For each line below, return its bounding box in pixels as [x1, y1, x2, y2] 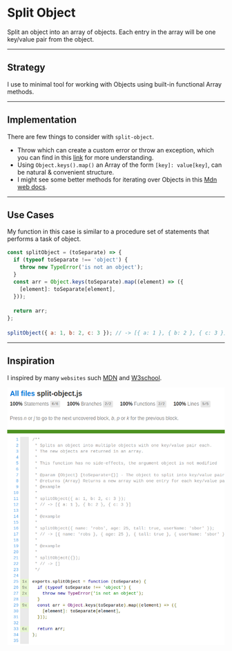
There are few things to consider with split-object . [7, 132, 154, 141]
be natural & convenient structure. [17, 168, 115, 176]
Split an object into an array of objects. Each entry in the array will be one [7, 28, 216, 36]
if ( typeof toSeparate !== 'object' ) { [13, 256, 128, 264]
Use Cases [7, 209, 55, 221]
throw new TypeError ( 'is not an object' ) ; [19, 264, 144, 271]
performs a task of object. [7, 235, 81, 243]
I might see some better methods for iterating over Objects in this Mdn [17, 175, 217, 184]
